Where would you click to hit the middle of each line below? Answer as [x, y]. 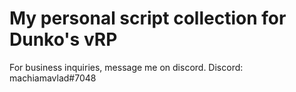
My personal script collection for [148, 18]
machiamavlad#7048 [53, 78]
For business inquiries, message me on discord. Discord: [126, 67]
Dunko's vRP [63, 39]
